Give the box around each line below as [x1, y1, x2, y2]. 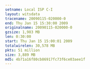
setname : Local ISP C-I [5, 7, 53, 12]
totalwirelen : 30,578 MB [5, 43, 55, 48]
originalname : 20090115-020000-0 [5, 25, 73, 30]
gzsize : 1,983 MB [5, 30, 40, 34]
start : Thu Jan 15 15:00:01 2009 [5, 39, 73, 44]
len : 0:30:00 [5, 34, 31, 39]
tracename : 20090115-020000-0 [5, 16, 66, 21]
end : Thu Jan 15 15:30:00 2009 [5, 20, 68, 26]
